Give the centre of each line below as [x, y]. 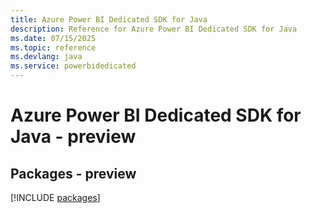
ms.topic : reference [53, 47]
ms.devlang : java [46, 57]
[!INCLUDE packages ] [55, 197]
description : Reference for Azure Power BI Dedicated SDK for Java [154, 29]
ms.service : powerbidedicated [73, 66]
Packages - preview [73, 173]
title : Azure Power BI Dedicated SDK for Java [109, 19]
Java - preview [73, 137]
